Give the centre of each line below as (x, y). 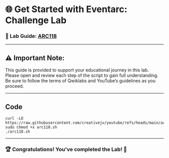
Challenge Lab (36, 20)
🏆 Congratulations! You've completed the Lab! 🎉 (66, 149)
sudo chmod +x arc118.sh (31, 127)
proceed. (15, 86)
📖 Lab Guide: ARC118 (31, 36)
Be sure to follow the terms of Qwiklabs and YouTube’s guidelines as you (80, 81)
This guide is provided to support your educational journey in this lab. (77, 70)
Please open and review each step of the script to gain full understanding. (82, 75)
